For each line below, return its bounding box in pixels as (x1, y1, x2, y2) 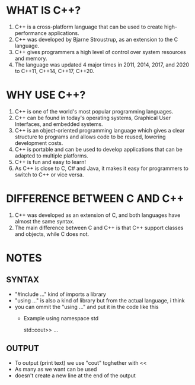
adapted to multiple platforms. (14, 152, 89, 159)
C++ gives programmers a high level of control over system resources (14, 48, 187, 55)
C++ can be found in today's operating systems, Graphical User (14, 114, 171, 121)
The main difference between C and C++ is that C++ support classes (14, 224, 184, 231)
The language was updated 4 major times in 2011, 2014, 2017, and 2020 (14, 61, 190, 68)
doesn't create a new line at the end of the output (14, 372, 136, 379)
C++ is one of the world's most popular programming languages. (14, 108, 174, 115)
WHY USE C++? (6, 89, 86, 102)
